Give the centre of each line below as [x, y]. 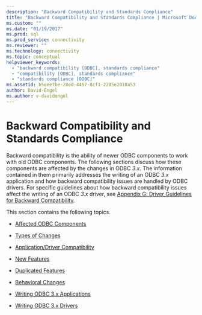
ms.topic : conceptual [33, 57]
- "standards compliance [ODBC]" [54, 79]
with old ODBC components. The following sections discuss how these [94, 162]
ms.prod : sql [23, 34]
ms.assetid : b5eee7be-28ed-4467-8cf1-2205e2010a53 [71, 85]
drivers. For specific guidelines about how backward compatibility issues [96, 187]
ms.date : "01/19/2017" [35, 29]
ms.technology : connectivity [43, 51]
